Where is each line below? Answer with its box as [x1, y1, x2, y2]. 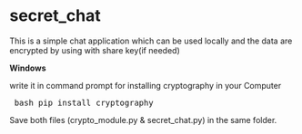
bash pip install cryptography [14, 97, 154, 108]
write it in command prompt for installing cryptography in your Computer [9, 80, 282, 91]
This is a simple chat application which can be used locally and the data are [9, 35, 293, 46]
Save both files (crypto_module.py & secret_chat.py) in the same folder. [9, 114, 277, 125]
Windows [9, 62, 46, 73]
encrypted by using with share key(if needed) [9, 44, 180, 55]
